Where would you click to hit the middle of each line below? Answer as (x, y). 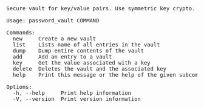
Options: (19, 87)
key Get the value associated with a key (81, 63)
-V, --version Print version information (77, 99)
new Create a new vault (54, 39)
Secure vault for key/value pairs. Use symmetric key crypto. (101, 8)
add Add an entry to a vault (62, 57)
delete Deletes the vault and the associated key (90, 69)
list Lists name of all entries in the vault (86, 45)
